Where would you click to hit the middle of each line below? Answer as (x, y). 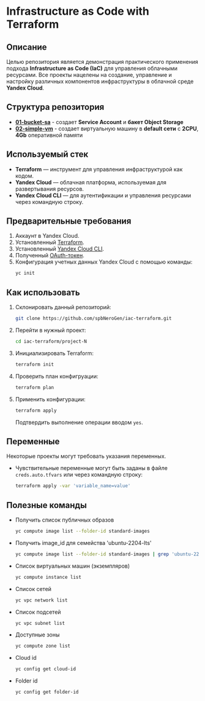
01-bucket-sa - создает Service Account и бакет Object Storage (99, 122)
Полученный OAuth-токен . (50, 256)
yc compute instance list (48, 577)
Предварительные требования (69, 221)
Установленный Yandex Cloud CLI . (60, 249)
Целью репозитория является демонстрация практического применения (102, 62)
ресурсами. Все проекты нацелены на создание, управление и (89, 75)
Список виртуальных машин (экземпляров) (73, 566)
